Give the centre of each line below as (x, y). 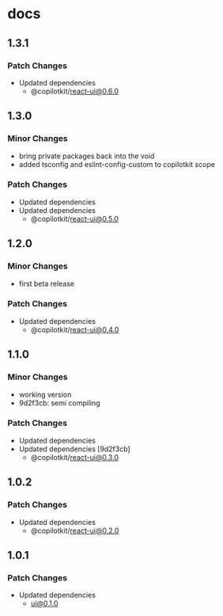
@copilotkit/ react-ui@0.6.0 (75, 91)
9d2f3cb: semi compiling (59, 403)
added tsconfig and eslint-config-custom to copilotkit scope (117, 164)
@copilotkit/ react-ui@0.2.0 (75, 530)
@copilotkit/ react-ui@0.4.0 (75, 329)
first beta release (47, 283)
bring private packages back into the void (87, 156)
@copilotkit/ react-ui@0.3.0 (75, 457)
